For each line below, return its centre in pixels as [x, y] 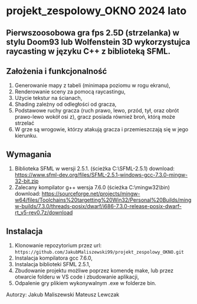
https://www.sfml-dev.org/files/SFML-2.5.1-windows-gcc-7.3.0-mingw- [101, 175]
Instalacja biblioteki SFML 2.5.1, [52, 264]
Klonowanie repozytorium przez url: [58, 245]
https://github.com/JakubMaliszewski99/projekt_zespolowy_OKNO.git [99, 253]
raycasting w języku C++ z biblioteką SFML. [88, 51]
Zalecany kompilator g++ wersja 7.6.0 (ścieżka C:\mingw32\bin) [92, 187]
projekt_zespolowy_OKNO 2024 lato [96, 11]
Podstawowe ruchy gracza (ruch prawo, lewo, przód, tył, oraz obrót [97, 111]
